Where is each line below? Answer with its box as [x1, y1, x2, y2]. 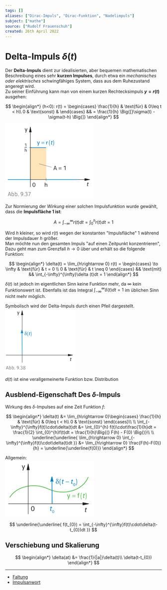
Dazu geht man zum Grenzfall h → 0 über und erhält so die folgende [5, 246, 146, 252]
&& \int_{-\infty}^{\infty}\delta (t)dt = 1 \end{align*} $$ [28, 271, 139, 277]
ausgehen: [5, 94, 27, 100]
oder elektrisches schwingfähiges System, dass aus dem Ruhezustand [5, 78, 150, 84]
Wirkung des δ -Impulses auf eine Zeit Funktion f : [5, 404, 105, 410]
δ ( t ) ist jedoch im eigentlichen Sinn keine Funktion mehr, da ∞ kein [5, 281, 142, 287]
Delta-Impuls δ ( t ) [5, 51, 78, 62]
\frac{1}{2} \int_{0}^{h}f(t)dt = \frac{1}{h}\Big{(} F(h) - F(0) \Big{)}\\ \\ [13, 429, 154, 435]
